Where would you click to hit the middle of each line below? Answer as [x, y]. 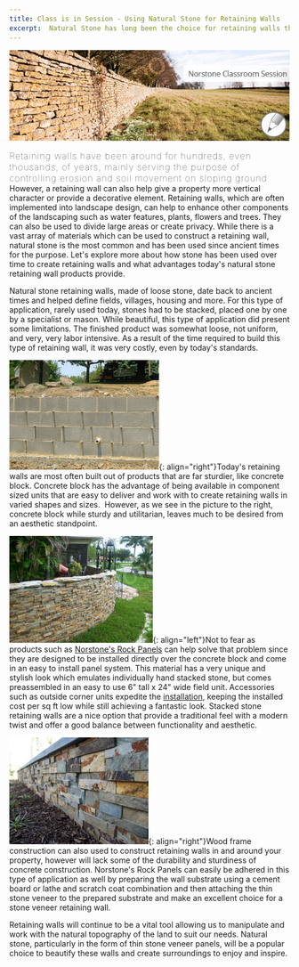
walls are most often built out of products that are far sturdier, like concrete [147, 475]
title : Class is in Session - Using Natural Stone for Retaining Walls [145, 19]
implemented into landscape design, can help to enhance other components [149, 207]
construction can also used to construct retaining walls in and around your [145, 850]
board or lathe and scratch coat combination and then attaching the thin [141, 888]
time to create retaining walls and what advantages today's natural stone [142, 264]
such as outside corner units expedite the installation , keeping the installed [146, 696]
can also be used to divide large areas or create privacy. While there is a [141, 226]
